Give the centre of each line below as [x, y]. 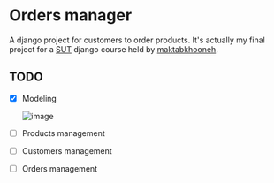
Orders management [60, 168]
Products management [64, 133]
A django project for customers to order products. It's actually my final [137, 40]
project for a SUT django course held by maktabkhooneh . [114, 49]
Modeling [39, 98]
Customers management [67, 150]
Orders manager [71, 15]
